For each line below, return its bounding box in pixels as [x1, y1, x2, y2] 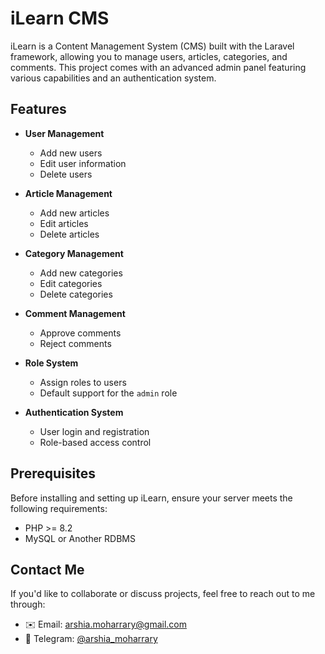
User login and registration [39, 425, 150, 437]
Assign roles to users [39, 376, 127, 388]
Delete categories [39, 288, 113, 300]
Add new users [39, 147, 103, 159]
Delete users [39, 168, 93, 180]
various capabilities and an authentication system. [10, 72, 217, 84]
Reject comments [39, 337, 112, 349]
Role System [24, 357, 79, 369]
